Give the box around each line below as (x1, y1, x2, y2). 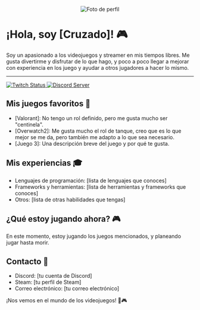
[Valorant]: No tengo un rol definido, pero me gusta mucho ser (14, 114, 168, 122)
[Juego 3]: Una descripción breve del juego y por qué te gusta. (14, 140, 170, 147)
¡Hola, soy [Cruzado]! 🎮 (6, 27, 128, 41)
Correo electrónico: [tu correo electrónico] (14, 285, 120, 292)
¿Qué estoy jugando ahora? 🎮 (6, 214, 121, 224)
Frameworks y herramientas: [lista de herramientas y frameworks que (14, 183, 186, 191)
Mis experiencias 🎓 (6, 158, 83, 168)
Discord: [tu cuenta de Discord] (14, 272, 92, 280)
